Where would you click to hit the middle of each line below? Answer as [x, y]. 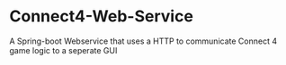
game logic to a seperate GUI [63, 50]
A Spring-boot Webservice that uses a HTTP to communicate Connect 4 [143, 41]
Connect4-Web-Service [101, 16]
